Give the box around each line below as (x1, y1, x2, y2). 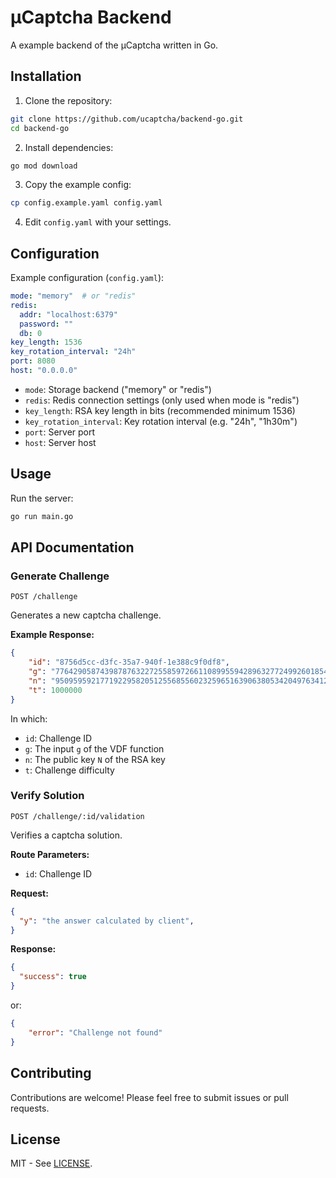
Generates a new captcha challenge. (10, 609, 162, 621)
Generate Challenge (10, 569, 110, 583)
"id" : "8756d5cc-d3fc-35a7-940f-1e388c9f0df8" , (28, 657, 230, 668)
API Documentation (10, 539, 135, 556)
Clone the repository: (24, 94, 113, 106)
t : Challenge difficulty (24, 764, 115, 776)
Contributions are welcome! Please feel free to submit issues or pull (10, 1091, 289, 1103)
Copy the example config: (24, 179, 132, 191)
